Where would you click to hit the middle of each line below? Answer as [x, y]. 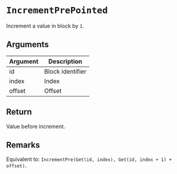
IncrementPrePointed [57, 10]
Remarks [23, 145]
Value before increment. [36, 126]
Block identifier [65, 72]
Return [19, 112]
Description [65, 61]
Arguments [28, 44]
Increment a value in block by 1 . [45, 26]
